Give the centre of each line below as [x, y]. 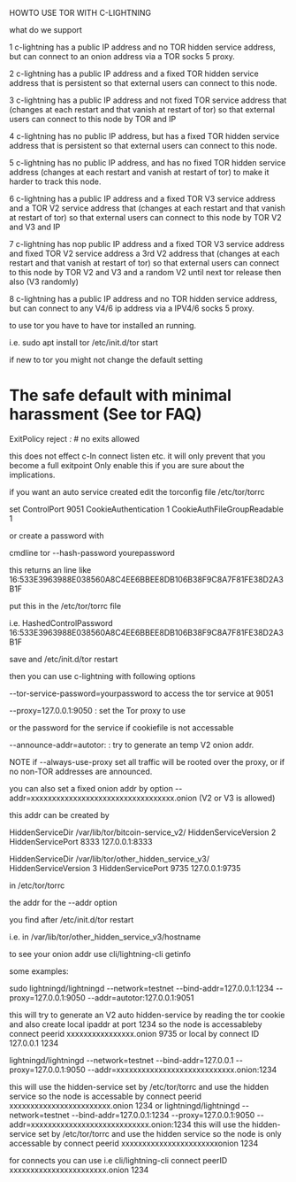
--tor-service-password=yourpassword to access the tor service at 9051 [141, 693]
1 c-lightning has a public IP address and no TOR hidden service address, [142, 47]
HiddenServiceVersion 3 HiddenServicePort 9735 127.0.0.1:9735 [125, 868]
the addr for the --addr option [63, 902]
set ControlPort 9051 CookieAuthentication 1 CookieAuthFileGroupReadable [147, 509]
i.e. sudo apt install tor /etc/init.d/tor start [84, 343]
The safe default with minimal [121, 395]
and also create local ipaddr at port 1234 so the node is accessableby [136, 1024]
